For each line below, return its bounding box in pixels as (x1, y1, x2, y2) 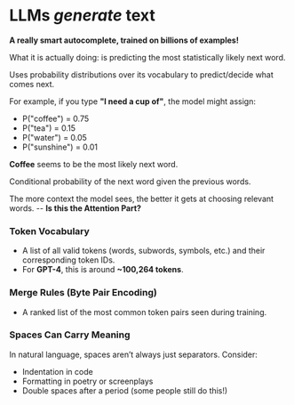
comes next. (9, 78, 55, 89)
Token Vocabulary (9, 224, 91, 237)
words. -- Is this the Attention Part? (9, 202, 142, 214)
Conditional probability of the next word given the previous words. (9, 175, 251, 187)
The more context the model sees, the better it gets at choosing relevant (9, 193, 274, 204)
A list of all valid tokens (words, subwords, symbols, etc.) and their (21, 246, 266, 256)
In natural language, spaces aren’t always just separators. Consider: (9, 349, 258, 360)
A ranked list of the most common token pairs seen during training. (21, 306, 267, 317)
